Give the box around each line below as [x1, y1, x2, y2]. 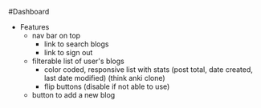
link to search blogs [43, 39, 109, 49]
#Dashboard [8, 7, 50, 16]
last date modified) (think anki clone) [43, 74, 166, 82]
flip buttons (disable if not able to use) [43, 82, 170, 91]
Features [19, 22, 50, 31]
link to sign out [43, 48, 93, 57]
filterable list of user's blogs [31, 56, 124, 66]
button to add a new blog [31, 90, 116, 99]
